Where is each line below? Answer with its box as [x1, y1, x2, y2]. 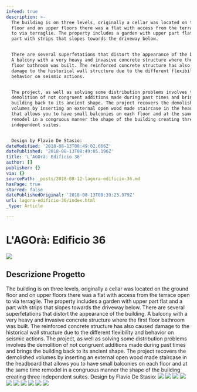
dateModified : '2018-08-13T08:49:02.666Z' [6, 143, 111, 149]
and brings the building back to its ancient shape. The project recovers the [6, 347, 186, 354]
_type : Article [6, 203, 43, 209]
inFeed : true [6, 8, 38, 15]
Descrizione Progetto [6, 269, 86, 279]
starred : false [6, 187, 43, 192]
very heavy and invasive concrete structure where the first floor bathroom [6, 316, 185, 323]
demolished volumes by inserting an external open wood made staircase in [6, 353, 188, 361]
